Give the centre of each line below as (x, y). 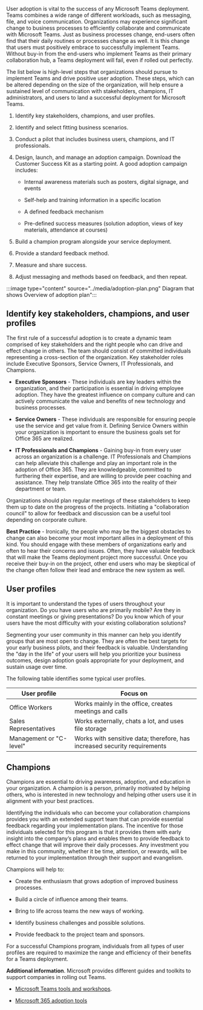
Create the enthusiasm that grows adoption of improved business (96, 881)
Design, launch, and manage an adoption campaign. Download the (98, 157)
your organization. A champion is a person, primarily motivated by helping (98, 788)
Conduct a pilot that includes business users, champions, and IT (95, 139)
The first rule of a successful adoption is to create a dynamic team (89, 337)
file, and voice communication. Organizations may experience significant (97, 21)
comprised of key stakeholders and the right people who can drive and (95, 344)
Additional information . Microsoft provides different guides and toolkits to (99, 971)
